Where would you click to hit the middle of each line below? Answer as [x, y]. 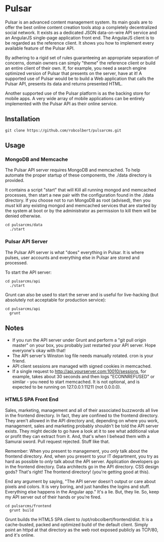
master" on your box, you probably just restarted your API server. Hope [84, 345]
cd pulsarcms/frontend [28, 506]
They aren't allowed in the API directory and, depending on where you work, [82, 420]
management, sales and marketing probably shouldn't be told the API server [82, 426]
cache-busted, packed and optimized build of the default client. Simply [77, 524]
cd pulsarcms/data [24, 225]
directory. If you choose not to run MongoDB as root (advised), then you [78, 200]
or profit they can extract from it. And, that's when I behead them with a [77, 436]
